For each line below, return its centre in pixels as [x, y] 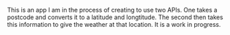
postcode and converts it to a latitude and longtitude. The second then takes [115, 17]
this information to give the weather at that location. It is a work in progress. [114, 24]
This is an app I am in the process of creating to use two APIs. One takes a [112, 10]
